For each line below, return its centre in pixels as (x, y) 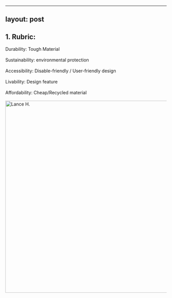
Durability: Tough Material (33, 49)
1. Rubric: (20, 37)
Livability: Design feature (31, 82)
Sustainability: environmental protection (47, 60)
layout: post (25, 19)
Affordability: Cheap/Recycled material (46, 93)
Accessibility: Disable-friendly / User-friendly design (61, 71)
